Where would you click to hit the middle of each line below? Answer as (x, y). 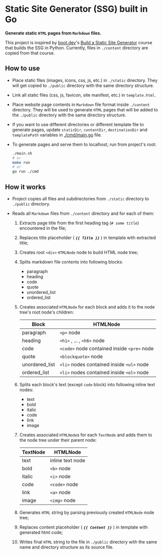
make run (21, 162)
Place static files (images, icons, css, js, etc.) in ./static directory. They (85, 80)
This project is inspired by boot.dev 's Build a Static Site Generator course (79, 42)
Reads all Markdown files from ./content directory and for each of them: (83, 213)
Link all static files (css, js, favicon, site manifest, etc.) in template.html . (84, 95)
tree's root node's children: (47, 312)
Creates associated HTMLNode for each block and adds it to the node (87, 307)
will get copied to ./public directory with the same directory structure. (83, 85)
